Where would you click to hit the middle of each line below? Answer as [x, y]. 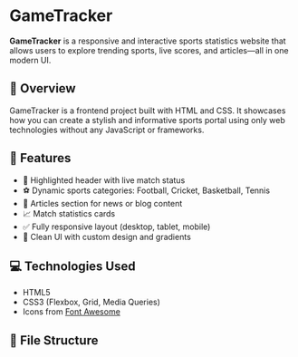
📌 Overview [43, 88]
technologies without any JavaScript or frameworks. [107, 130]
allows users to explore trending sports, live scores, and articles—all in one [149, 50]
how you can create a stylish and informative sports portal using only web [147, 120]
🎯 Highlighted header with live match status [104, 180]
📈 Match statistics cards [69, 213]
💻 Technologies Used [72, 266]
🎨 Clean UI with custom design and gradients [107, 236]
